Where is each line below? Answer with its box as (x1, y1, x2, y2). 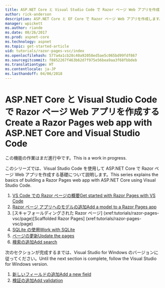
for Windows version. (5, 261, 48, 267)
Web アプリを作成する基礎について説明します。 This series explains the (14, 171, 159, 177)
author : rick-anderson (5, 12, 52, 17)
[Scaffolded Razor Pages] (32, 215, 85, 222)
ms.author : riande (5, 26, 43, 31)
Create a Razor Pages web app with (5, 117, 152, 128)
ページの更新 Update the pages (12, 232, 75, 239)
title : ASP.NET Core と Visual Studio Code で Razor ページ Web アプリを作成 (5, 7, 160, 12)
